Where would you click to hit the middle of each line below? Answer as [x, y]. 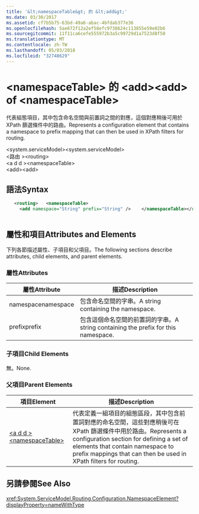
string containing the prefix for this [128, 327]
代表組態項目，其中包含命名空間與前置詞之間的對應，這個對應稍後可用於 [94, 117]
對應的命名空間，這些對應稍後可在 [132, 422]
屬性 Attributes [27, 273]
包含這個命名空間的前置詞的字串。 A [129, 320]
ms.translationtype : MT [36, 39]
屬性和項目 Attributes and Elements [71, 234]
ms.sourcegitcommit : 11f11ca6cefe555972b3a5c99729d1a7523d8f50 [86, 34]
